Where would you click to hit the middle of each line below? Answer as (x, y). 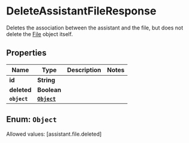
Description (84, 70)
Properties (26, 53)
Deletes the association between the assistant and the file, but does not (95, 28)
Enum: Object (31, 119)
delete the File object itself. (40, 34)
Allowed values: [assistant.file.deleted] (54, 134)
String (46, 80)
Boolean (49, 90)
